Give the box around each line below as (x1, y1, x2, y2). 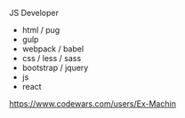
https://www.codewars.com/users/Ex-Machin (9, 98, 176, 109)
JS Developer (9, 8, 60, 18)
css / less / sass (21, 53, 82, 63)
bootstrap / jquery (21, 62, 89, 73)
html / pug (21, 25, 60, 35)
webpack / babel (21, 43, 84, 54)
